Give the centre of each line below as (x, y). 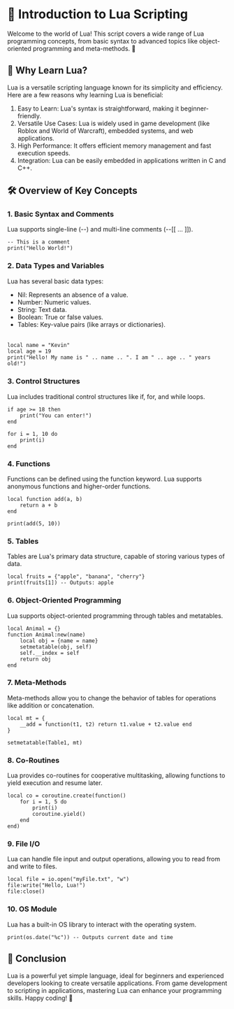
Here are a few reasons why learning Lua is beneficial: (86, 94)
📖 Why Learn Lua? (47, 70)
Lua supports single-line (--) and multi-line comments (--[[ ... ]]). (100, 230)
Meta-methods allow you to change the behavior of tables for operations (112, 698)
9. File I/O (24, 844)
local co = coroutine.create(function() (67, 796)
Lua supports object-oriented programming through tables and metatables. (115, 616)
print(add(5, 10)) (34, 523)
